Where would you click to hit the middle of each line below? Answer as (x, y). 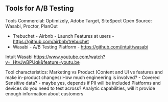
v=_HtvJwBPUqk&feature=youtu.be (43, 62)
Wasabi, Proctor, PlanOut (31, 26)
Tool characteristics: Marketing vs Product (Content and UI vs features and (84, 72)
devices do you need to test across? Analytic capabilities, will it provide (80, 88)
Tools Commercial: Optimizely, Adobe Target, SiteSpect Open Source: (79, 20)
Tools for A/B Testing (40, 8)
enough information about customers (44, 93)
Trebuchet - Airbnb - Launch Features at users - (63, 36)
